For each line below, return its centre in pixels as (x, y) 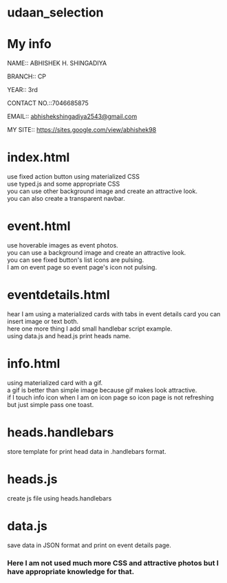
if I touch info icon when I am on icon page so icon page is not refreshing (111, 397)
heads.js (32, 479)
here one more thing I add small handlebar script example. (90, 329)
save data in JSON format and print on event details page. (89, 545)
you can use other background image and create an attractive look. (102, 191)
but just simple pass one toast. (51, 404)
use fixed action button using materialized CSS (73, 177)
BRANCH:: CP (27, 76)
